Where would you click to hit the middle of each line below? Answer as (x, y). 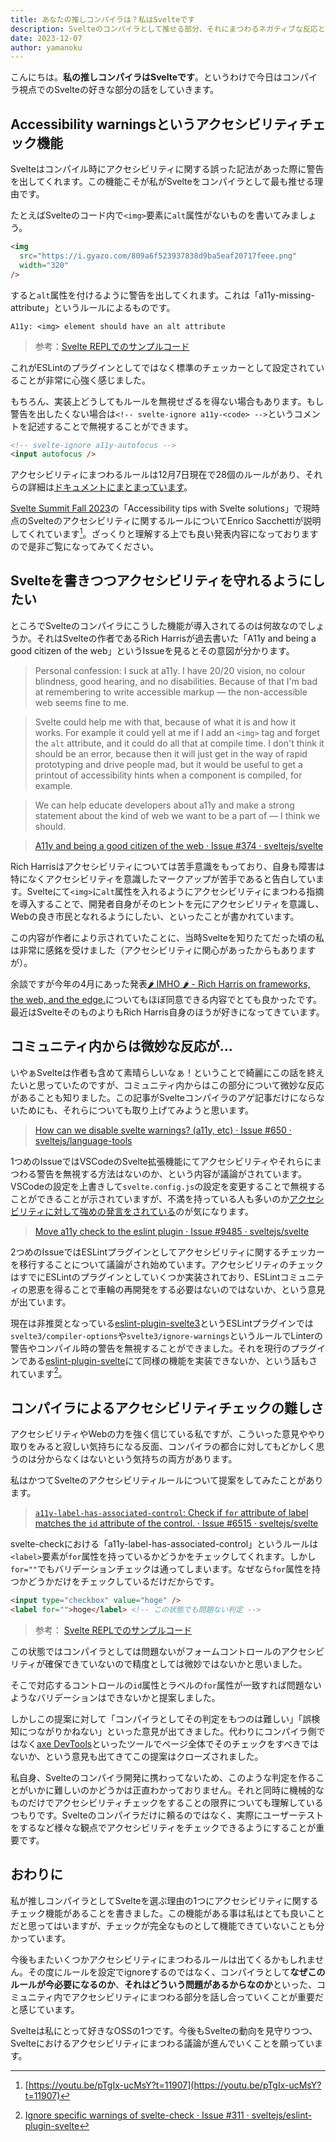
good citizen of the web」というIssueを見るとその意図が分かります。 (152, 650)
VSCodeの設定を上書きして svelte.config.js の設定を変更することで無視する (168, 1186)
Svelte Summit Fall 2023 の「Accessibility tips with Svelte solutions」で (156, 508)
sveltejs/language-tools (83, 1140)
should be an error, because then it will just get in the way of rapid (171, 753)
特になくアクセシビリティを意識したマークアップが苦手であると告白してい (163, 878)
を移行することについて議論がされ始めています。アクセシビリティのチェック (167, 1264)
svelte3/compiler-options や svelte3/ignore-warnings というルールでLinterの (166, 1335)
